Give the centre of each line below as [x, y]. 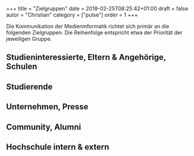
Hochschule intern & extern [58, 147]
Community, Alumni [44, 127]
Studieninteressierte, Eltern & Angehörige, [86, 58]
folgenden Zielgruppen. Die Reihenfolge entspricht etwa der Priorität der [94, 32]
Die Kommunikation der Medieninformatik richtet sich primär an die [88, 26]
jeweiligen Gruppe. [29, 39]
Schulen [22, 66]
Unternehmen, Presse [47, 107]
